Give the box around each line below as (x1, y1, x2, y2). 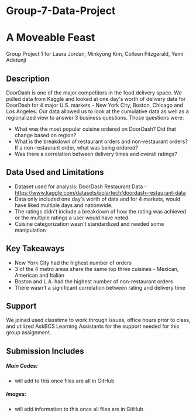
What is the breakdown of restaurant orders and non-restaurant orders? (14, 138, 188, 145)
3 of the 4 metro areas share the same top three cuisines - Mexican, (14, 265, 179, 272)
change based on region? (14, 131, 77, 138)
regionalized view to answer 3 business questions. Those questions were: (6, 114, 184, 121)
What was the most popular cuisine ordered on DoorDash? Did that (14, 125, 177, 133)
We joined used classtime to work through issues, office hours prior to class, (6, 317, 191, 324)
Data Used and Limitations (6, 167, 104, 177)
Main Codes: (6, 362, 38, 369)
